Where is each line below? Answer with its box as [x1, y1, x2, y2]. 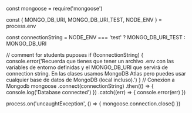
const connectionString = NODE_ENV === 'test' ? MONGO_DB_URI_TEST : [6, 34, 186, 40]
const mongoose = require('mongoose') [6, 5, 103, 12]
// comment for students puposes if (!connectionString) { [6, 52, 144, 58]
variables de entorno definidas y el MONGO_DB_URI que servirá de [6, 64, 169, 71]
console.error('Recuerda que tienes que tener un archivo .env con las [6, 58, 174, 64]
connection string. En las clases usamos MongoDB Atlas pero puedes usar [6, 70, 187, 77]
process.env [6, 23, 36, 29]
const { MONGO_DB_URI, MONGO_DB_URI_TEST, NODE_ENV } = [6, 16, 163, 23]
